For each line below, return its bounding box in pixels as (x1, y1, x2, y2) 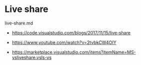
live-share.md (4, 20, 33, 26)
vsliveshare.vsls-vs (11, 54, 52, 60)
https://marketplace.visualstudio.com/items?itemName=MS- (11, 49, 136, 55)
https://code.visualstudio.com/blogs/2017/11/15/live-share (11, 29, 131, 35)
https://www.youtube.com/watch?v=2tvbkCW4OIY (11, 39, 117, 45)
